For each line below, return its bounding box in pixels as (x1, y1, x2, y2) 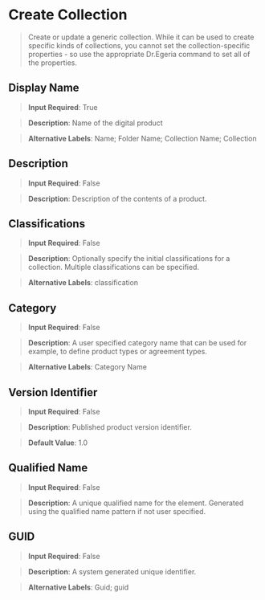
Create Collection (8, 6, 128, 24)
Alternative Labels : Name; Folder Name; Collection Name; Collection (27, 133, 257, 143)
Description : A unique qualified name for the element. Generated (27, 498, 244, 508)
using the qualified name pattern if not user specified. (27, 506, 206, 516)
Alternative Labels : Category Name (27, 362, 147, 372)
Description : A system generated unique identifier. (27, 566, 197, 576)
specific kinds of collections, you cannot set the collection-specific (27, 40, 251, 50)
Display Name (8, 81, 79, 95)
